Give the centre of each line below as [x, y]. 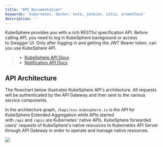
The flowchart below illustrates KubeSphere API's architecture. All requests [81, 90]
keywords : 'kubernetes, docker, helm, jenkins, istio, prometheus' [75, 14]
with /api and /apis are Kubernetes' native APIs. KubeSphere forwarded [78, 120]
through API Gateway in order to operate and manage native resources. [77, 130]
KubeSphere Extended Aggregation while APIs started [59, 115]
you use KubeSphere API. [31, 48]
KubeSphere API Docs [47, 58]
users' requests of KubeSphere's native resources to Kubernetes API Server [82, 126]
